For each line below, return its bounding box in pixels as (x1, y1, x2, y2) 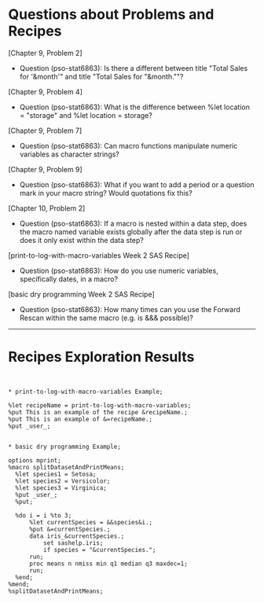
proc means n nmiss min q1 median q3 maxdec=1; (28, 560, 189, 568)
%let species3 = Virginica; (15, 484, 108, 492)
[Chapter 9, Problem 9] (8, 164, 82, 174)
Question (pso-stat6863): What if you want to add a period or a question (19, 179, 255, 189)
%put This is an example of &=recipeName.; (8, 415, 153, 423)
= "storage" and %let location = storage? (19, 110, 153, 119)
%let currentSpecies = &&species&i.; (28, 518, 153, 526)
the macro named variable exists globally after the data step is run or (19, 226, 243, 237)
